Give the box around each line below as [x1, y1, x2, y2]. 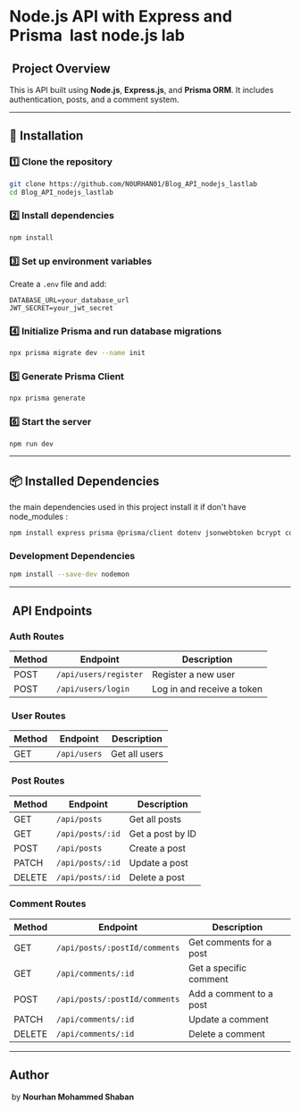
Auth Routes [9, 630, 64, 642]
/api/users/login [56, 683, 130, 694]
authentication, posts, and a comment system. [9, 94, 180, 105]
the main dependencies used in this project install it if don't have [9, 502, 247, 513]
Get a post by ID [129, 827, 196, 840]
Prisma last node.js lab [9, 25, 186, 46]
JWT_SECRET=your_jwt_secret [9, 303, 114, 312]
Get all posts [129, 812, 181, 825]
